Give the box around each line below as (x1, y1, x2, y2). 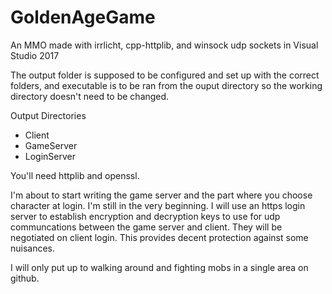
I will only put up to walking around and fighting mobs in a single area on (10, 261, 309, 273)
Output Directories (10, 109, 87, 121)
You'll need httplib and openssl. (10, 169, 140, 181)
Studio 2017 (10, 49, 60, 61)
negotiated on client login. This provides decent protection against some (10, 231, 309, 243)
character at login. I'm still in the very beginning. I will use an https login (10, 199, 306, 211)
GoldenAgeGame (10, 6, 156, 29)
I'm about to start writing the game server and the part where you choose (10, 189, 313, 201)
